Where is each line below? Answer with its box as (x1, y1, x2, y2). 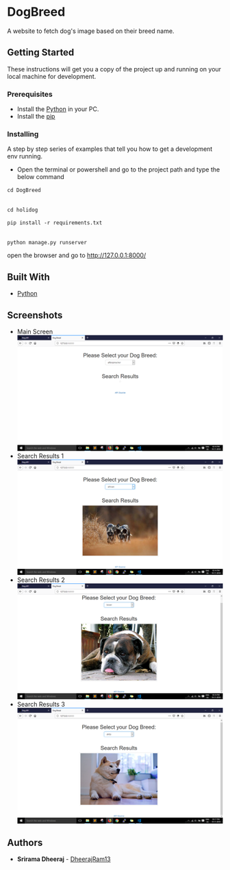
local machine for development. (7, 72, 97, 80)
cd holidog (7, 207, 38, 213)
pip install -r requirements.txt (7, 220, 103, 226)
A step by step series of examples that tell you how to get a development (7, 145, 213, 153)
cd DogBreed (7, 187, 41, 194)
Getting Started (7, 47, 75, 58)
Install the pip (16, 113, 55, 121)
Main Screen (16, 327, 53, 336)
